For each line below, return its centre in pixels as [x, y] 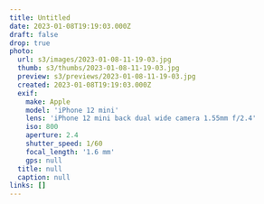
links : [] [28, 186]
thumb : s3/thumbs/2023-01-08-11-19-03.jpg [99, 69]
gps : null [44, 160]
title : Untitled [40, 18]
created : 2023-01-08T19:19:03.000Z [85, 85]
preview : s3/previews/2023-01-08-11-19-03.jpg [107, 77]
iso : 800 [42, 127]
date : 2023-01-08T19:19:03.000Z [70, 26]
